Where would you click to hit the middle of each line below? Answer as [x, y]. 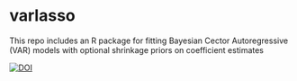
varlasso [42, 16]
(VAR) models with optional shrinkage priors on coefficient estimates [136, 49]
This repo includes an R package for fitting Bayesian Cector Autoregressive [149, 40]
